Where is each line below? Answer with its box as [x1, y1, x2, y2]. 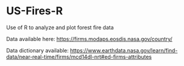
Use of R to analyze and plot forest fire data [6, 24, 114, 31]
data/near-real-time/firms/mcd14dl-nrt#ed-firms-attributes [6, 53, 152, 60]
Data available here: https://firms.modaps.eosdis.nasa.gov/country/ [6, 35, 173, 42]
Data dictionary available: [6, 46, 69, 54]
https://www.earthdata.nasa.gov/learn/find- [70, 46, 178, 54]
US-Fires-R [6, 4, 63, 18]
